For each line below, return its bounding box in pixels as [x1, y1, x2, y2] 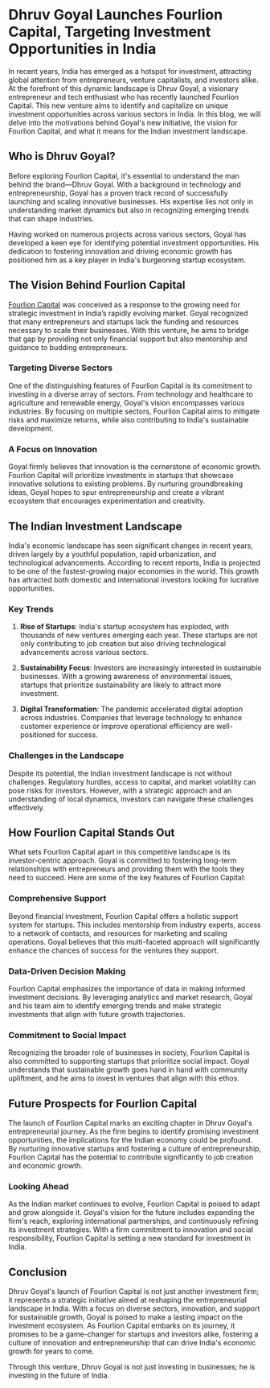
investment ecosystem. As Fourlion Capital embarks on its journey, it [8, 1321, 235, 1331]
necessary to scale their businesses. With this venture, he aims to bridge [8, 325, 249, 335]
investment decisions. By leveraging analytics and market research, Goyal [8, 992, 253, 1002]
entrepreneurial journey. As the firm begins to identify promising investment [8, 1126, 259, 1136]
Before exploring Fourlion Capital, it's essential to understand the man [8, 171, 239, 180]
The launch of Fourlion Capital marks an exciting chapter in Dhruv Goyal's [8, 1118, 253, 1128]
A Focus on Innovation [8, 443, 98, 455]
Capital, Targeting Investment [8, 23, 211, 41]
